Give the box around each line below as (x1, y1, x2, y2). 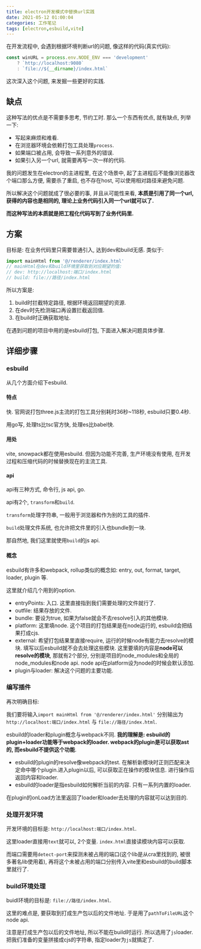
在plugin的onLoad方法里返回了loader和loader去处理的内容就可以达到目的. (6, 794, 188, 801)
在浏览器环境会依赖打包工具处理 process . (14, 142, 114, 149)
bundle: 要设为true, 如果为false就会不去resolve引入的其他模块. (14, 614, 169, 621)
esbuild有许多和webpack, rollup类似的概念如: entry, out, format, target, (6, 566, 181, 573)
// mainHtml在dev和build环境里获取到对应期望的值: (6, 263, 123, 270)
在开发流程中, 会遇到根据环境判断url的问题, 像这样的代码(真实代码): (6, 43, 171, 50)
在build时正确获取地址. (14, 314, 71, 321)
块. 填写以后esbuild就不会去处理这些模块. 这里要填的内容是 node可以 (14, 644, 183, 651)
